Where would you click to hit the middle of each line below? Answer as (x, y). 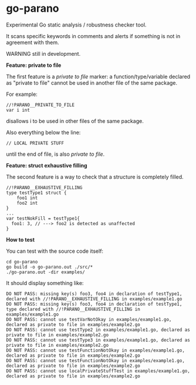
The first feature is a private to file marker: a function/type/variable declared (98, 76)
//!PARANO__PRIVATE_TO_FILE (40, 105)
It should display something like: (45, 283)
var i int (18, 110)
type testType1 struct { (36, 193)
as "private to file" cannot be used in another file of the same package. (92, 83)
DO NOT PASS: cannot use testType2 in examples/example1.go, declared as (98, 330)
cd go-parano (22, 262)
